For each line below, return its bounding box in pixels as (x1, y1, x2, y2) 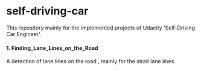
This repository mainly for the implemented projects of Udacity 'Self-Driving (6, 24, 195, 31)
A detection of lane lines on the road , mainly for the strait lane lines (6, 58, 174, 65)
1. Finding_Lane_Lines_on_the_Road (6, 44, 98, 52)
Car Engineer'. (6, 30, 42, 37)
